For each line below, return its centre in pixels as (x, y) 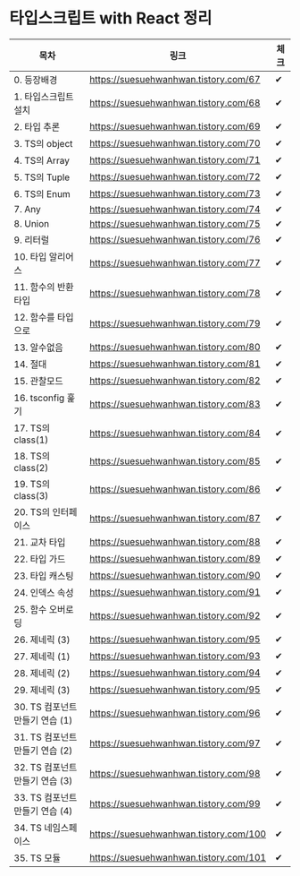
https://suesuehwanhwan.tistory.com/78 (175, 293)
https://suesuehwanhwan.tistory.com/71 (175, 159)
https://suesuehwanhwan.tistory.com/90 (175, 575)
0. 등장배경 (36, 80)
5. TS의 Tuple (42, 177)
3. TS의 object (43, 143)
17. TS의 (32, 428)
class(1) (31, 440)
